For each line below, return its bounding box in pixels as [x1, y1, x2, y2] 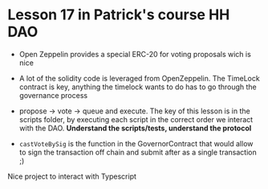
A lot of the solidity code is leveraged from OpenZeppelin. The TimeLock [18, 73, 260, 83]
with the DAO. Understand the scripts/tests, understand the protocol [18, 123, 252, 133]
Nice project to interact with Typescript [7, 171, 137, 181]
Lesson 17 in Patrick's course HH [7, 6, 230, 24]
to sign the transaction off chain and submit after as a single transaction [18, 147, 258, 157]
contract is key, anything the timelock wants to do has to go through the [18, 82, 258, 92]
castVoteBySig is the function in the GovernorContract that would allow [18, 138, 254, 148]
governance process [18, 90, 88, 100]
